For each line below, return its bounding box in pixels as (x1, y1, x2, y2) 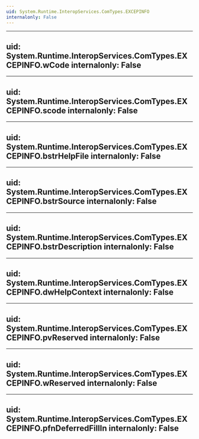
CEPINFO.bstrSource (6, 196, 85, 206)
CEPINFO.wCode (6, 60, 70, 70)
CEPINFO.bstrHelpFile (6, 151, 89, 161)
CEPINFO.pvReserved (6, 333, 89, 343)
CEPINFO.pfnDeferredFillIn (6, 424, 108, 434)
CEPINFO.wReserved (6, 378, 86, 388)
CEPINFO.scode (6, 105, 66, 115)
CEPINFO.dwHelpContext (6, 287, 102, 297)
